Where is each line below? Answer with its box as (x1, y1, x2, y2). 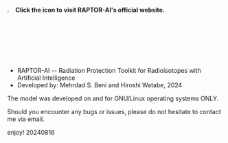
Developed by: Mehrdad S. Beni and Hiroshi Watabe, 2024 (16, 81, 183, 89)
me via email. (7, 115, 45, 123)
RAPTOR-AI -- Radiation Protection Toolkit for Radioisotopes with (16, 67, 201, 74)
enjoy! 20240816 (7, 129, 55, 136)
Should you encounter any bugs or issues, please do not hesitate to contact (7, 108, 221, 115)
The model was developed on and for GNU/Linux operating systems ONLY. (7, 94, 219, 102)
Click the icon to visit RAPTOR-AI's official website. (15, 6, 165, 14)
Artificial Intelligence (16, 74, 76, 82)
